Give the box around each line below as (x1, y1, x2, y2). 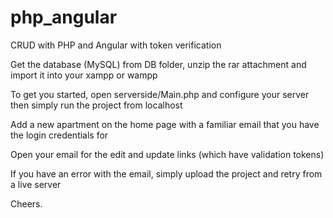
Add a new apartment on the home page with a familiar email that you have (10, 118, 320, 130)
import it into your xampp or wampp (10, 69, 158, 81)
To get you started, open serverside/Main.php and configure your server (10, 88, 310, 100)
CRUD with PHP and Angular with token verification (10, 39, 222, 51)
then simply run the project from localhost (10, 99, 183, 111)
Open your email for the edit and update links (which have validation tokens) (10, 148, 325, 160)
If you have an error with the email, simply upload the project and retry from (10, 167, 323, 180)
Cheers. (10, 197, 43, 210)
